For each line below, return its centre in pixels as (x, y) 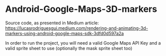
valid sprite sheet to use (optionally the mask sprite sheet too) (69, 48)
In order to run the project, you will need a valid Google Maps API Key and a (83, 43)
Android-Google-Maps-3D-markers (81, 9)
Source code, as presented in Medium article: (52, 23)
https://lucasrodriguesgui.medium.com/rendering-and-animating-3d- (77, 28)
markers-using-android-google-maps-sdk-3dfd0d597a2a (64, 33)
